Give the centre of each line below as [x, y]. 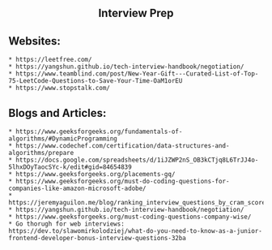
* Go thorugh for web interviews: [67, 224]
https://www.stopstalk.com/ [63, 88]
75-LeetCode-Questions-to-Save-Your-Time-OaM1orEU [96, 81]
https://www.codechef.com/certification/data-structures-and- [123, 146]
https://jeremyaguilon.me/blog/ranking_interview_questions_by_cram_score [137, 203]
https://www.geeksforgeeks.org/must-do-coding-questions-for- [123, 182]
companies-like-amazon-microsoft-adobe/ [78, 189]
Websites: [34, 41]
